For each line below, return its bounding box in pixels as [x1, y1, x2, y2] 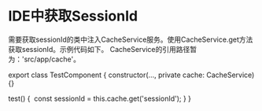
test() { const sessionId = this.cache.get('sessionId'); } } [8, 94, 191, 103]
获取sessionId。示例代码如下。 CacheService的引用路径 [8, 44, 190, 54]
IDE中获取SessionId [8, 7, 138, 25]
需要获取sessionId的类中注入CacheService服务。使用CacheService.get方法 [8, 35, 253, 44]
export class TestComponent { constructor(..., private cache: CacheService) [8, 70, 255, 80]
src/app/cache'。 [24, 54, 81, 64]
